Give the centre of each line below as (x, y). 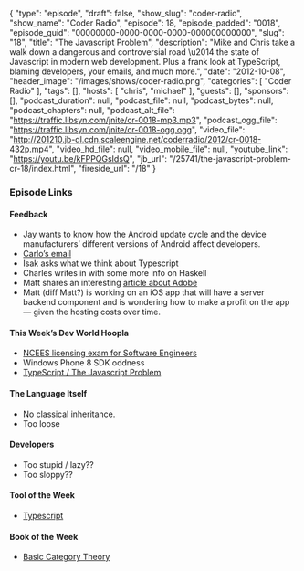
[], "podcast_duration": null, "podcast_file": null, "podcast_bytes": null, (142, 100)
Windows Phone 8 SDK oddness (84, 363)
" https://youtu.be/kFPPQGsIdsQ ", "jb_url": (88, 159)
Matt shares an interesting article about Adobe (110, 283)
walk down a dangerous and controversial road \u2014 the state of (135, 52)
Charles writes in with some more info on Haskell (115, 273)
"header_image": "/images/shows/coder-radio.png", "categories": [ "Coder (151, 81)
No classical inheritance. (69, 414)
